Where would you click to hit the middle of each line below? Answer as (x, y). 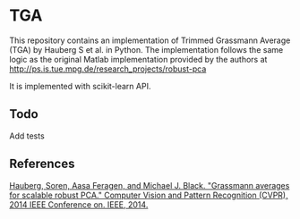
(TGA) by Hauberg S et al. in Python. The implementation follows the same (146, 49)
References (42, 164)
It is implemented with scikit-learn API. (80, 86)
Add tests (27, 136)
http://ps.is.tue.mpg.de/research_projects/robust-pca (108, 69)
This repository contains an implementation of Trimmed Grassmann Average (150, 40)
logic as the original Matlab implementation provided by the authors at (138, 59)
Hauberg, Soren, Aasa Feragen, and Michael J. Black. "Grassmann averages (150, 185)
